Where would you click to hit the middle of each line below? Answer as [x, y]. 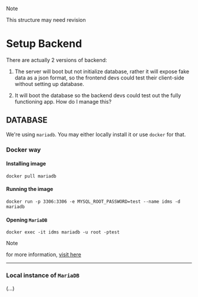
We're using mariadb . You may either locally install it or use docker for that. [96, 134]
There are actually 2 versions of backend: [57, 60]
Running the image [30, 189]
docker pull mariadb [32, 176]
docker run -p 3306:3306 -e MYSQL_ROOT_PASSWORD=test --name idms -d [93, 202]
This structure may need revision [46, 20]
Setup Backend [44, 44]
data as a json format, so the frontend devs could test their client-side [99, 77]
